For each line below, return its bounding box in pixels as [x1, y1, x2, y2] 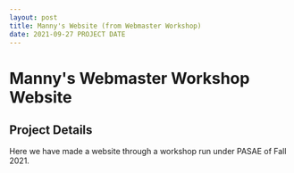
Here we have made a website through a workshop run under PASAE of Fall [9, 146, 287, 157]
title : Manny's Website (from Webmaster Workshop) [9, 21, 202, 30]
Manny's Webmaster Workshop [9, 68, 250, 88]
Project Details [9, 122, 93, 137]
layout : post [9, 12, 58, 22]
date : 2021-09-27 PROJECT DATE [9, 29, 126, 38]
